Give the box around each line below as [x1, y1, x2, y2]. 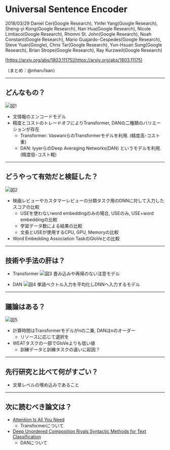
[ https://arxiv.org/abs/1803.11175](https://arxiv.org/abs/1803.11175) [5, 57, 143, 63]
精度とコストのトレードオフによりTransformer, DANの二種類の [12, 120, 143, 126]
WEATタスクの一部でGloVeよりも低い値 [12, 340, 95, 346]
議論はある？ [5, 302, 46, 311]
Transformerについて [20, 422, 64, 428]
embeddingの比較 [20, 216, 58, 222]
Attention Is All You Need [12, 416, 65, 423]
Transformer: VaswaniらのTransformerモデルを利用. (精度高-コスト [20, 132, 160, 139]
